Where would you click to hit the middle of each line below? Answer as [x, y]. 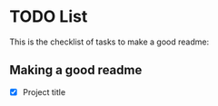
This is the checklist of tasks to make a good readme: [109, 42]
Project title [44, 92]
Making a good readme [76, 70]
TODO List [49, 17]
